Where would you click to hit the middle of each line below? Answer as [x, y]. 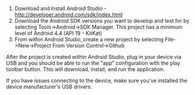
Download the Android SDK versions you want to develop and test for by [102, 21]
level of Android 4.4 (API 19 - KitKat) [58, 33]
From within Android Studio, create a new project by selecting [89, 39]
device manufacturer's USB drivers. [49, 87]
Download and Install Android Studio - [60, 8]
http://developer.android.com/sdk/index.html [69, 15]
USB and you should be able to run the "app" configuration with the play [93, 63]
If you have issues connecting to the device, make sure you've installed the [97, 80]
